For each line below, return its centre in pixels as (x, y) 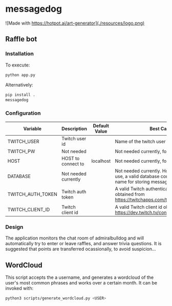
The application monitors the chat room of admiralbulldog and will (75, 238)
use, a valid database (137, 177)
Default (101, 126)
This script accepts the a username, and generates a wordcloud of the (80, 277)
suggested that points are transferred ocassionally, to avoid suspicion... (81, 249)
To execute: (18, 65)
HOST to (70, 158)
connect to (73, 164)
